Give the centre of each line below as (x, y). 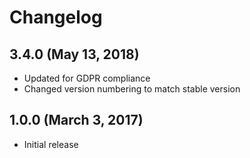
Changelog (56, 17)
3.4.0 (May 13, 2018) (74, 54)
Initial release (51, 144)
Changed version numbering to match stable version (132, 89)
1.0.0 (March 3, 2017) (76, 120)
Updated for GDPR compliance (87, 78)
